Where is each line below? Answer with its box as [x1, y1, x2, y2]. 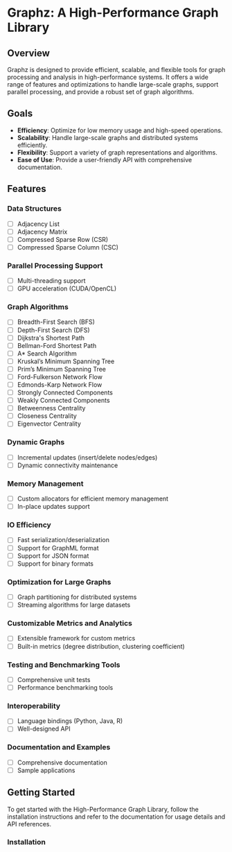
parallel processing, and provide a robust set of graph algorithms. [7, 88, 195, 96]
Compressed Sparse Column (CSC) [17, 243, 119, 251]
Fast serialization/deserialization [17, 536, 109, 544]
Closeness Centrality [17, 412, 78, 420]
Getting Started [7, 787, 75, 799]
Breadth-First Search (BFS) [17, 318, 96, 327]
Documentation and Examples [7, 742, 111, 752]
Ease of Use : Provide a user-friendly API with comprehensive [17, 155, 193, 164]
